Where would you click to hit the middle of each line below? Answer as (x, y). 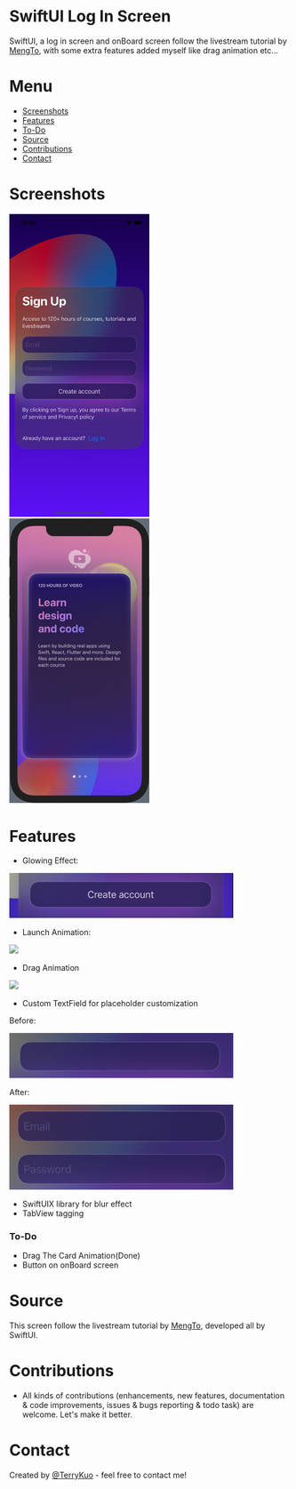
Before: (23, 1021)
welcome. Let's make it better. (77, 1414)
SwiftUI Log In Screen (90, 16)
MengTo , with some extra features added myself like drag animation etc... (144, 50)
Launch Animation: (56, 932)
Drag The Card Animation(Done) (81, 1256)
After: (20, 1093)
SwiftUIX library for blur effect (77, 1204)
